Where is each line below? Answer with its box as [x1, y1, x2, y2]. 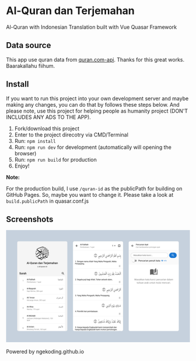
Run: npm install [14, 137, 57, 144]
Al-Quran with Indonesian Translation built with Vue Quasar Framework [6, 23, 177, 30]
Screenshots [6, 214, 54, 224]
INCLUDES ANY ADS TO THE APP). [6, 113, 92, 121]
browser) [14, 149, 37, 156]
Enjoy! [14, 162, 30, 169]
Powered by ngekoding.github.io [6, 348, 85, 355]
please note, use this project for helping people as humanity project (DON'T [6, 107, 188, 114]
